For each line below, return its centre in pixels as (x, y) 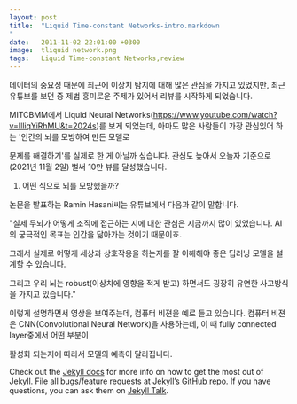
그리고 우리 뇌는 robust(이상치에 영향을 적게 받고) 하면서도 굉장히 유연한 (134, 283)
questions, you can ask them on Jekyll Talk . (89, 390)
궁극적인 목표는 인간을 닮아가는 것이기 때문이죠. (100, 234)
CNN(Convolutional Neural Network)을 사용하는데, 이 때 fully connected (147, 324)
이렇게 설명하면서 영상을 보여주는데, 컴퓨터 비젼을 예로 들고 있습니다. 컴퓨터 (139, 313)
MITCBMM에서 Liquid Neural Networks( (81, 115)
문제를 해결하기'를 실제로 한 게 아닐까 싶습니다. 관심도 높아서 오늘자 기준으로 (141, 155)
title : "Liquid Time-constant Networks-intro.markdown (114, 26)
